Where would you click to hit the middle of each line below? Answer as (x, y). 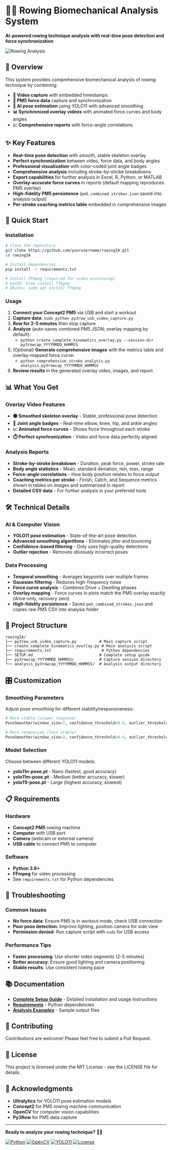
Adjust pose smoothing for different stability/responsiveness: (70, 709)
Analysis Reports (27, 452)
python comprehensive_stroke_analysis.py (65, 361)
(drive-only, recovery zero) (41, 598)
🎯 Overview (24, 67)
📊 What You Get (32, 387)
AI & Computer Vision (33, 524)
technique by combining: (31, 85)
